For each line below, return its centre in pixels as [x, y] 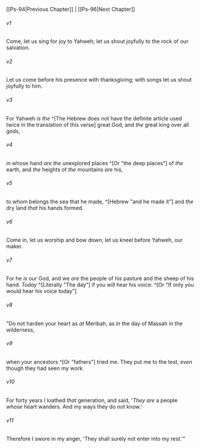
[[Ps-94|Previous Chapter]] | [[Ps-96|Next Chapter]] [71, 9]
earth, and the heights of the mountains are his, [65, 169]
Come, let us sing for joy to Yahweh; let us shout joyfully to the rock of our [97, 41]
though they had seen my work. [45, 368]
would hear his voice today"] [41, 291]
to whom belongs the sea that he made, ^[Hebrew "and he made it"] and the [100, 202]
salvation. [18, 48]
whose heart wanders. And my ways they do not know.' [74, 407]
